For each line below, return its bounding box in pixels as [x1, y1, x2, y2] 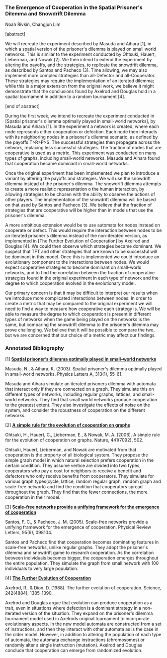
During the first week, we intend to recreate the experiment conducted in [5, 113, 155, 119]
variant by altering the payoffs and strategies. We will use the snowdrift [5, 176, 151, 182]
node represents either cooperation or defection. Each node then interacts [5, 129, 158, 135]
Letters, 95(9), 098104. [5, 529, 53, 535]
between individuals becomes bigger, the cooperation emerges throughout [5, 554, 159, 561]
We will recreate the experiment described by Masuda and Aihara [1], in [5, 41, 152, 47]
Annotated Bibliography [5, 345, 64, 352]
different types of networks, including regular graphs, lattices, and [5, 391, 141, 397]
